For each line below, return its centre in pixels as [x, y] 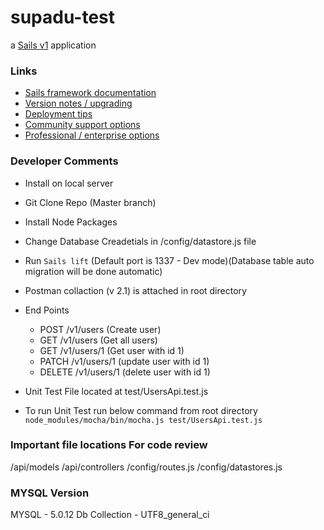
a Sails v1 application [53, 45]
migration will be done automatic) [93, 271]
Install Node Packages [71, 222]
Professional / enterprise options [92, 135]
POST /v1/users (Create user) [100, 329]
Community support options [82, 125]
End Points [47, 310]
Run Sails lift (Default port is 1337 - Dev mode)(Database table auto [169, 260]
